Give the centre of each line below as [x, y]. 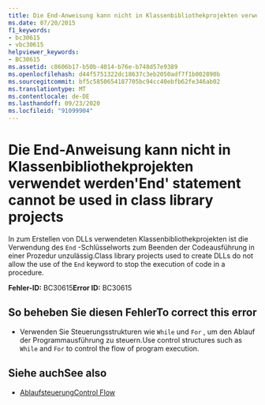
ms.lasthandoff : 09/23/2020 [54, 103]
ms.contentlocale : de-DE [49, 96]
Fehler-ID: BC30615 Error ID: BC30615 [70, 287]
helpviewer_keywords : [44, 52]
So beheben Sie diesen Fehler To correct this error [132, 313]
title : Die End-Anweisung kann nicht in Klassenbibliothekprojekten [123, 15]
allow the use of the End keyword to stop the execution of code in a [117, 264]
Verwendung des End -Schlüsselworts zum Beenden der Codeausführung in [131, 247]
